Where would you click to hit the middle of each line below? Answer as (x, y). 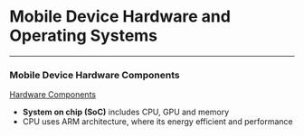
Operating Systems (84, 36)
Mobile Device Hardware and (120, 17)
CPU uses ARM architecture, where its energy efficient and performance (157, 122)
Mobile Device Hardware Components (95, 75)
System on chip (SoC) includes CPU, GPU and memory (126, 112)
